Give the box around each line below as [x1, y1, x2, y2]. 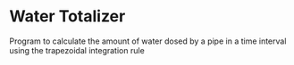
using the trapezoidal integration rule [9, 45, 145, 55]
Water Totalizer [9, 6, 126, 27]
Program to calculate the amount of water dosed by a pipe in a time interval [9, 36, 287, 46]
